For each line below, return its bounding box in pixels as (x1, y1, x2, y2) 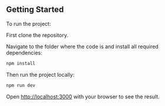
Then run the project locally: (6, 71, 75, 78)
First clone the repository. (6, 32, 69, 39)
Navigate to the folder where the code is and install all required (6, 43, 159, 50)
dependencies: (6, 49, 42, 56)
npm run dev (6, 82, 35, 88)
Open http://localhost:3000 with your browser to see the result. (6, 93, 160, 100)
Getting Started (6, 5, 64, 15)
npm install (6, 60, 35, 66)
